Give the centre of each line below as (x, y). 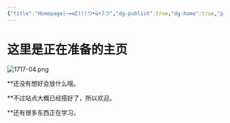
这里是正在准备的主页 (68, 49)
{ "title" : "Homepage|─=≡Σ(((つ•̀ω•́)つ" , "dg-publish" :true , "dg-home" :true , (112, 13)
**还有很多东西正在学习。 (44, 112)
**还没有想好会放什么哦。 (44, 83)
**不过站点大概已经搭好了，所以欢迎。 (61, 98)
